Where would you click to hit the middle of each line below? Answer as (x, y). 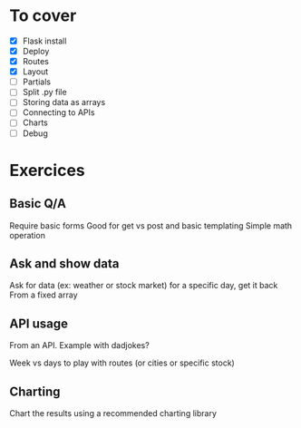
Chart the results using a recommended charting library (113, 413)
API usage (39, 323)
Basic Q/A (38, 204)
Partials (37, 82)
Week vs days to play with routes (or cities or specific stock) (122, 363)
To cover (43, 16)
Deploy (36, 51)
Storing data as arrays (64, 102)
